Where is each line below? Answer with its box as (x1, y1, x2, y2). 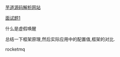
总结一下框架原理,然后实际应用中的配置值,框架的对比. (5, 36, 115, 42)
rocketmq (5, 46, 25, 52)
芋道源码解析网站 (5, 4, 41, 10)
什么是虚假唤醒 (5, 25, 36, 31)
